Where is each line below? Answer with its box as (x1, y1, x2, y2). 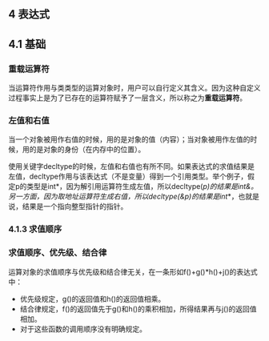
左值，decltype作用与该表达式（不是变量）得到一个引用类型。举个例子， (8, 171, 248, 182)
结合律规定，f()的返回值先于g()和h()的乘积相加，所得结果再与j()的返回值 (19, 303, 258, 314)
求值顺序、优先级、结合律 (8, 247, 107, 259)
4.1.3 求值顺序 (8, 223, 62, 235)
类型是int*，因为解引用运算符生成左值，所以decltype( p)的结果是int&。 (26, 182, 259, 191)
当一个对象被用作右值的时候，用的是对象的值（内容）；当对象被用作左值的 (8, 134, 251, 144)
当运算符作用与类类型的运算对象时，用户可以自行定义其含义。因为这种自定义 (8, 83, 261, 93)
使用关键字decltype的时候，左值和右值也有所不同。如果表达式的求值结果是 (8, 162, 255, 171)
